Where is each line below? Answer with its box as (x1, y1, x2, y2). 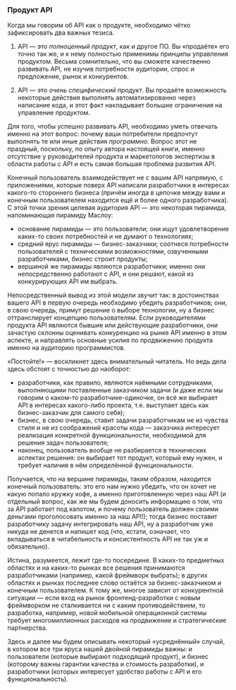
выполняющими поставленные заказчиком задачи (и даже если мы (17, 386, 223, 394)
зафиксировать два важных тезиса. (7, 28, 115, 37)
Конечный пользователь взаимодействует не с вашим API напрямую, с (7, 173, 223, 182)
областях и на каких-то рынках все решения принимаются (7, 563, 185, 572)
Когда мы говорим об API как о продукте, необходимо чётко (7, 21, 191, 30)
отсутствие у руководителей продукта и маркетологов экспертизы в (7, 152, 216, 160)
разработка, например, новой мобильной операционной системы (7, 609, 207, 617)
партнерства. (7, 624, 48, 632)
